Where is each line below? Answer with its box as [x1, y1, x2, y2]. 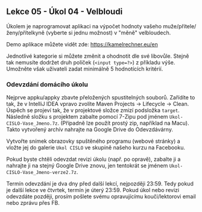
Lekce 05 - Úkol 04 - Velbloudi [6, 7, 123, 17]
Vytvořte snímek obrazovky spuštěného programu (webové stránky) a [6, 137, 181, 145]
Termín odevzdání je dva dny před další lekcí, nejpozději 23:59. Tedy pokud [6, 180, 194, 187]
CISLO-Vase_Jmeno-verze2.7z [6, 170, 77, 176]
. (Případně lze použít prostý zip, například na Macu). [57, 119, 189, 127]
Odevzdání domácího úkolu [6, 80, 89, 89]
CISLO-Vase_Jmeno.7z [6, 120, 58, 127]
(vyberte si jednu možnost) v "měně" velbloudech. [46, 29, 171, 36]
